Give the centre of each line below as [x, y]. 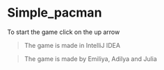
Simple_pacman [55, 13]
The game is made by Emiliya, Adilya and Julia [91, 59]
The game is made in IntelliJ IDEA [72, 45]
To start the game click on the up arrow [64, 32]
